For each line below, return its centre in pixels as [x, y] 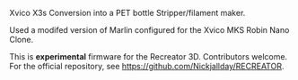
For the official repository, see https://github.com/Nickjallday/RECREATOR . [147, 66]
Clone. [22, 40]
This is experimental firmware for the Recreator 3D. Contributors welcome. [149, 56]
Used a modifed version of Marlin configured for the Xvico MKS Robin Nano [149, 30]
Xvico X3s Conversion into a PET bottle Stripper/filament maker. [127, 13]
